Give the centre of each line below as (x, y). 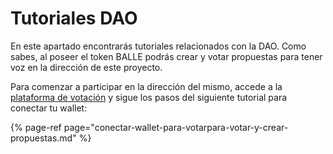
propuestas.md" (43, 138)
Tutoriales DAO (74, 18)
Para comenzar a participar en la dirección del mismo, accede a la (146, 86)
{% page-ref (36, 127)
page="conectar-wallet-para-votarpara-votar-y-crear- (176, 127)
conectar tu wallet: (49, 108)
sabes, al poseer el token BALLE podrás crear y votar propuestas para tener (166, 56)
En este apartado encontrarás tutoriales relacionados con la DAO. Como (158, 46)
